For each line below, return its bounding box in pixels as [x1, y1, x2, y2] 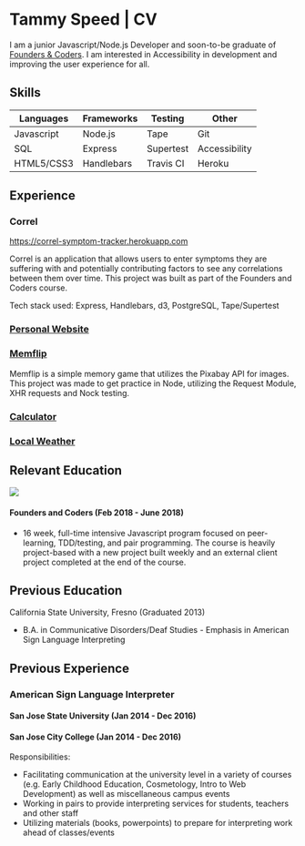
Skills [9, 85, 41, 100]
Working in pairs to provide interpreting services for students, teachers [22, 798, 290, 810]
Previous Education [9, 583, 123, 598]
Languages [19, 112, 69, 125]
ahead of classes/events [22, 827, 116, 838]
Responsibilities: [9, 751, 71, 762]
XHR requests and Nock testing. [9, 387, 130, 398]
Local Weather [9, 434, 76, 447]
